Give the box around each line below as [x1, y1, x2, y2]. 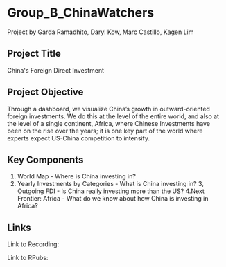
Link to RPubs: [7, 254, 49, 262]
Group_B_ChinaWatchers [7, 5, 155, 21]
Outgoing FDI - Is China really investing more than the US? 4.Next [17, 187, 205, 195]
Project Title [7, 48, 61, 59]
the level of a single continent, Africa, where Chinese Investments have [7, 119, 210, 127]
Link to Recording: [7, 240, 60, 248]
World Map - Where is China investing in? [17, 172, 137, 181]
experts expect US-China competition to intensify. [7, 133, 150, 142]
